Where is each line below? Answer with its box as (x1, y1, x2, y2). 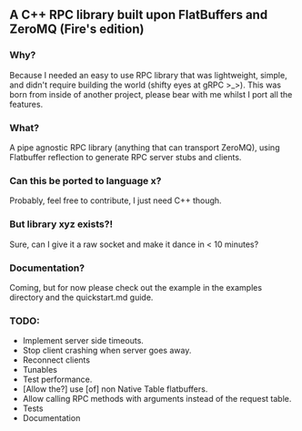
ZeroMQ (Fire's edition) (9, 22, 145, 37)
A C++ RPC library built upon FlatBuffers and (9, 7, 268, 23)
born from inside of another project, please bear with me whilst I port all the (9, 88, 293, 99)
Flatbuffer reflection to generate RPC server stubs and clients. (9, 151, 242, 162)
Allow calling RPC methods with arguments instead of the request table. (22, 394, 292, 405)
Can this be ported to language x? (9, 174, 162, 187)
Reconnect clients (22, 354, 91, 365)
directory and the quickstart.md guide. (9, 292, 154, 303)
